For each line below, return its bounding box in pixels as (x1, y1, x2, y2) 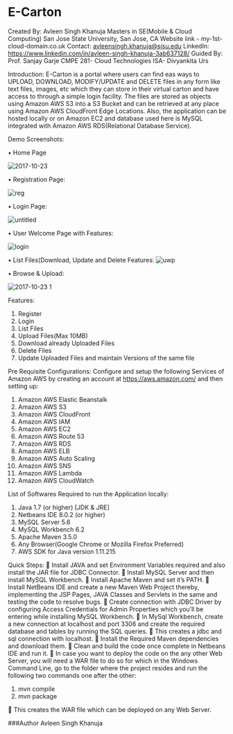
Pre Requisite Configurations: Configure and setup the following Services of (8, 367, 225, 375)
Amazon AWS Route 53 (17, 432, 85, 440)
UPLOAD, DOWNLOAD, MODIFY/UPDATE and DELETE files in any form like (8, 77, 221, 85)
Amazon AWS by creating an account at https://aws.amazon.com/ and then (8, 374, 223, 383)
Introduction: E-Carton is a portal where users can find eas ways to (8, 70, 200, 78)
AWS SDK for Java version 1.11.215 (17, 547, 116, 555)
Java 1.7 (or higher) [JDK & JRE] (17, 503, 110, 512)
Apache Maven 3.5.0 (17, 532, 78, 541)
